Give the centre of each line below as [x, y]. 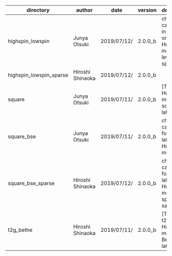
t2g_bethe [20, 230]
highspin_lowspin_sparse [38, 75]
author [84, 10]
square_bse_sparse [31, 183]
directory [38, 10]
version [147, 10]
